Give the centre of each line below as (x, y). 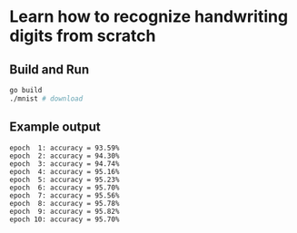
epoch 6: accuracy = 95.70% (64, 188)
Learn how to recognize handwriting (149, 17)
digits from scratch (83, 36)
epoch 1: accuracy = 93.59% (64, 148)
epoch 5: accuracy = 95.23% (64, 180)
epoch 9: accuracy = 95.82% (64, 211)
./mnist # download (46, 98)
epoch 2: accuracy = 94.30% (64, 156)
